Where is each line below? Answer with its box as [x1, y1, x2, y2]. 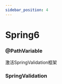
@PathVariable [5, 47, 43, 54]
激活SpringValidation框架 [5, 59, 57, 66]
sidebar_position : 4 [5, 7, 49, 13]
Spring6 [5, 29, 40, 40]
